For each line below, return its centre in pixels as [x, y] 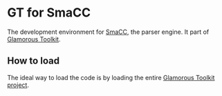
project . [18, 85]
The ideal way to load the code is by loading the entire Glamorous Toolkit [111, 77]
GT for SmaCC [49, 13]
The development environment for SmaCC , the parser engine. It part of [108, 32]
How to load [34, 61]
